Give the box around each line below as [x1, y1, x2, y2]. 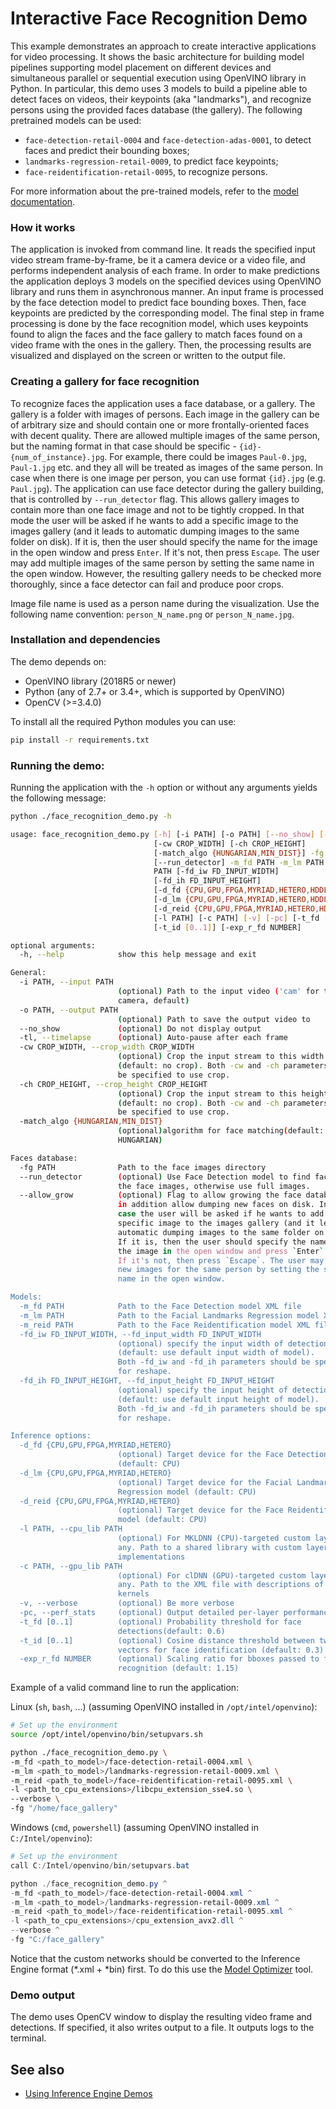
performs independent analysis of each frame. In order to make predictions [10, 265, 320, 277]
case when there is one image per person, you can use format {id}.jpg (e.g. [10, 472, 326, 484]
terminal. [10, 2032, 47, 2044]
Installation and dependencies [10, 633, 161, 647]
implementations [117, 1552, 186, 1562]
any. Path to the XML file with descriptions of [117, 1580, 325, 1590]
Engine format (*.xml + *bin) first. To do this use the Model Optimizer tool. [10, 1963, 314, 1975]
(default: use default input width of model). [117, 1348, 315, 1358]
